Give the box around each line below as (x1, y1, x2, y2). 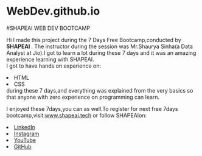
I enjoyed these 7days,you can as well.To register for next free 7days (6, 105, 178, 112)
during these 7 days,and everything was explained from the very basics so (6, 87, 193, 94)
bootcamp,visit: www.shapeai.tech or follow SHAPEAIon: (6, 112, 147, 119)
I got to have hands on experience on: (6, 62, 102, 69)
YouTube (14, 136, 37, 144)
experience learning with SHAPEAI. (6, 55, 94, 63)
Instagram (14, 130, 40, 137)
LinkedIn (14, 123, 35, 130)
